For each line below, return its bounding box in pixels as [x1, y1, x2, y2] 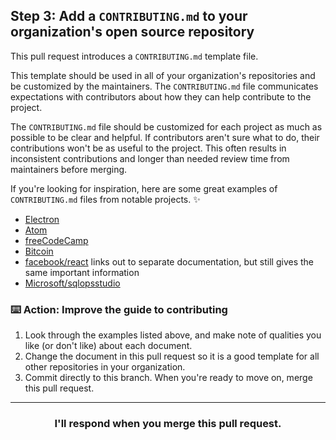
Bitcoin [24, 245, 54, 257]
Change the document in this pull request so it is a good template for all [24, 350, 320, 363]
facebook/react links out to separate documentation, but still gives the [24, 255, 315, 268]
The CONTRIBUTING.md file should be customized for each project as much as [10, 120, 323, 133]
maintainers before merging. [10, 163, 128, 175]
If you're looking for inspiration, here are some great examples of [10, 182, 278, 194]
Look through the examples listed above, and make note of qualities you [24, 329, 322, 341]
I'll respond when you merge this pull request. [54, 417, 282, 431]
